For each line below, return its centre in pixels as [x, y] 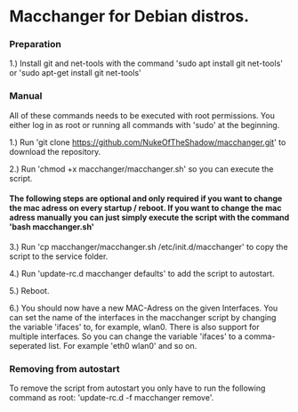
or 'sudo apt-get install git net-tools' [75, 73]
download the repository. [55, 151]
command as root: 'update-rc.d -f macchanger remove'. [112, 398]
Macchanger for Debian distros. [129, 16]
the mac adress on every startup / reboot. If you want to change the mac [145, 208]
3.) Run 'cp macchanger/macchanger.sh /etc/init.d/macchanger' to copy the [149, 246]
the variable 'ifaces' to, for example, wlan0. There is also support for [134, 327]
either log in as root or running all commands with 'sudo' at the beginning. [145, 125]
